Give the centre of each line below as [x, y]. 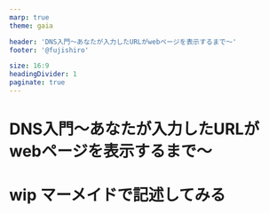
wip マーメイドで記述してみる [118, 195]
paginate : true [37, 83]
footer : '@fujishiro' [49, 50]
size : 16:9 [29, 66]
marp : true [29, 17]
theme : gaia [31, 26]
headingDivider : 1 [43, 75]
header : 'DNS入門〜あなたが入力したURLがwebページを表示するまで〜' [123, 42]
